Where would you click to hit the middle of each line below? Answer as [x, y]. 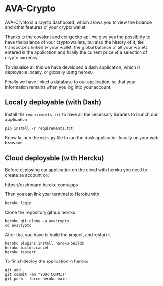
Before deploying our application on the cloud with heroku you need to [76, 170]
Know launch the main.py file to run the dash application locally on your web [82, 137]
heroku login [18, 203]
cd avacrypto [18, 225]
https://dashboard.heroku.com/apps [42, 185]
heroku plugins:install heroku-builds [45, 243]
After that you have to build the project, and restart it [58, 234]
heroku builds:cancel [27, 248]
